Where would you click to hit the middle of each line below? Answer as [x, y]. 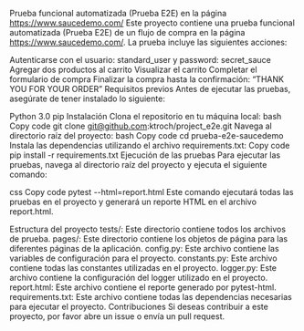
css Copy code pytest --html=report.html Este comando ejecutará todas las [152, 192]
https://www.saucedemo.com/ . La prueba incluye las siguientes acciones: [148, 42]
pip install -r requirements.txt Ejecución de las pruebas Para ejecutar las [145, 155]
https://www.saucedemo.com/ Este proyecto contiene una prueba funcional [152, 23]
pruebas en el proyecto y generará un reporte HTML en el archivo [133, 202]
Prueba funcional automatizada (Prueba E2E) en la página [118, 13]
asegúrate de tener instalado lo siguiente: [88, 98]
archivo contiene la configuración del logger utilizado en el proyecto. [139, 278]
